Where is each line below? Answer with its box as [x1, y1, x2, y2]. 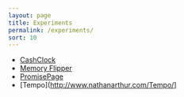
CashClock [19, 55, 56, 65]
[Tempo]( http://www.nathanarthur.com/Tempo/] [19, 80, 177, 90]
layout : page [8, 11, 52, 20]
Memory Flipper [19, 64, 73, 73]
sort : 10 [8, 33, 37, 42]
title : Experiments [8, 19, 73, 27]
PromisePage [19, 72, 63, 81]
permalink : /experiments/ [8, 26, 94, 34]
